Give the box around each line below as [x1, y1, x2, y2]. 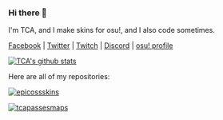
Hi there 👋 [8, 7, 48, 18]
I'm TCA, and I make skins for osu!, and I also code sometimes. [8, 26, 216, 35]
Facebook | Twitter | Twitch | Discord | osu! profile [8, 41, 173, 50]
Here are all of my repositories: [8, 72, 110, 82]
